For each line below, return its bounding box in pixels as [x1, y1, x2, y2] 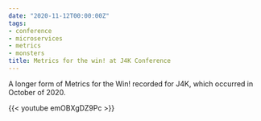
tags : [8, 19, 27, 27]
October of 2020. [8, 87, 66, 97]
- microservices [8, 34, 63, 43]
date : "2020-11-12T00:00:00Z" [8, 11, 110, 20]
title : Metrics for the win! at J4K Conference [8, 57, 172, 65]
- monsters [8, 49, 45, 57]
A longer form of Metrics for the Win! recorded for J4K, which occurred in [8, 78, 254, 89]
